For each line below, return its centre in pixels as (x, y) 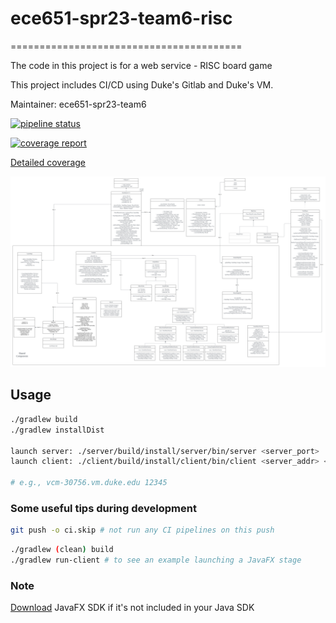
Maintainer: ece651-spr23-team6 (78, 104)
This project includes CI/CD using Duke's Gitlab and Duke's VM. (142, 84)
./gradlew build (44, 419)
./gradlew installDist (57, 430)
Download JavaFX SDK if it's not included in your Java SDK (132, 608)
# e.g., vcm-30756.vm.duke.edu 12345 (89, 483)
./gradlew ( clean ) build (62, 550)
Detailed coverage (48, 162)
